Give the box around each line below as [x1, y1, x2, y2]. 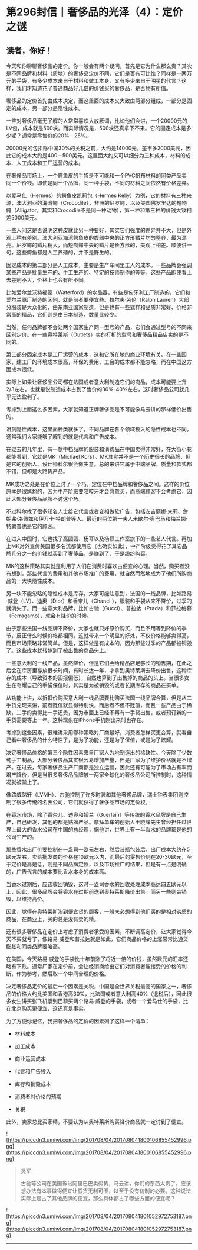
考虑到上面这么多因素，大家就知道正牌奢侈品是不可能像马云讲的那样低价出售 [6, 406, 192, 413]
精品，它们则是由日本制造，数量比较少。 [21, 311, 120, 318]
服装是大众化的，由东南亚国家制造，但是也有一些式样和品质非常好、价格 [11, 304, 187, 311]
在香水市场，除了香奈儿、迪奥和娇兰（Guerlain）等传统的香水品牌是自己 [6, 811, 181, 818]
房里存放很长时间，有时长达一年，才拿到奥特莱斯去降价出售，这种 [26, 667, 187, 674]
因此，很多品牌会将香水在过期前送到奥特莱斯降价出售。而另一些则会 [16, 888, 181, 895]
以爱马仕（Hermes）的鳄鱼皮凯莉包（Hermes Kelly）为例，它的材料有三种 [6, 192, 187, 199]
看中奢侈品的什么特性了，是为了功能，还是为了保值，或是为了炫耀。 [11, 736, 177, 743]
